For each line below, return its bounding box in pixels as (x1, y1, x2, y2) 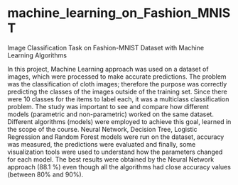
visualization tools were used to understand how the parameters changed (7, 147, 223, 156)
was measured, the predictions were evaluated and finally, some (7, 140, 196, 148)
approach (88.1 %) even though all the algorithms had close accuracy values (7, 162, 231, 171)
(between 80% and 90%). (7, 170, 84, 179)
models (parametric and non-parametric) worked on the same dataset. (7, 110, 215, 118)
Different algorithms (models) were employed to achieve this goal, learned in (7, 117, 232, 125)
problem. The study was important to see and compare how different (7, 102, 210, 111)
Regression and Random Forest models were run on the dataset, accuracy (7, 133, 225, 141)
